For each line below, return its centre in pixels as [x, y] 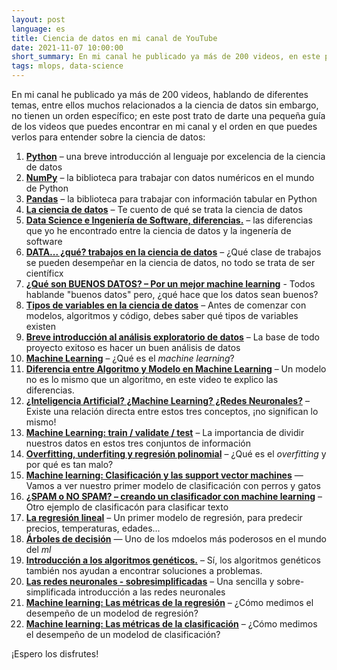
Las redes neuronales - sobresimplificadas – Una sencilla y [150, 581]
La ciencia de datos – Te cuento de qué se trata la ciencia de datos [164, 209]
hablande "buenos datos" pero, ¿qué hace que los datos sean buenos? [172, 294]
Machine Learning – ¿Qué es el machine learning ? [130, 358]
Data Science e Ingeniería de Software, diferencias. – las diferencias [169, 220]
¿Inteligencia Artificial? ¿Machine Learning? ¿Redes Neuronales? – [167, 400]
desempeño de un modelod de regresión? [112, 613]
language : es [38, 29]
